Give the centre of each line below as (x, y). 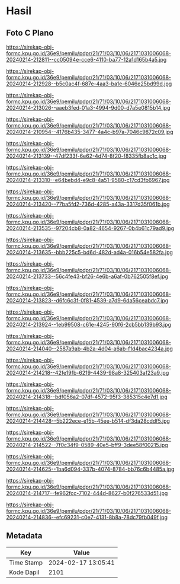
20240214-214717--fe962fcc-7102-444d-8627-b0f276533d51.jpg (87, 493)
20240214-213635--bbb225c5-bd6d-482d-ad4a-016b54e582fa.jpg (90, 252)
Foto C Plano (30, 33)
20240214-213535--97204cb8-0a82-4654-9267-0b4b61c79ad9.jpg (90, 228)
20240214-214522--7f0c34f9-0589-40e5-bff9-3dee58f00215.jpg (87, 445)
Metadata (24, 536)
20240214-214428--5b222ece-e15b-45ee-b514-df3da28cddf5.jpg (88, 421)
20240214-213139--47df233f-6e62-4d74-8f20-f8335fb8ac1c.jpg (86, 156)
